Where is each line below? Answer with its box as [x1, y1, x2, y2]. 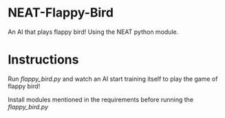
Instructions [8, 52, 79, 68]
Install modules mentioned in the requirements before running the [8, 95, 194, 104]
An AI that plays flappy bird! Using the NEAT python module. [8, 28, 179, 36]
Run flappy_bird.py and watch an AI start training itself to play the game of [8, 75, 218, 83]
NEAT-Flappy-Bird [8, 5, 114, 21]
